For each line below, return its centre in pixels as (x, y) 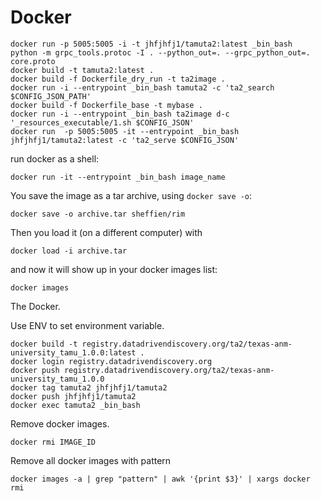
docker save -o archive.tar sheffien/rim (98, 214)
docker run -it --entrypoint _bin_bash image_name (118, 177)
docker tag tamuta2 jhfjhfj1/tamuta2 (89, 387)
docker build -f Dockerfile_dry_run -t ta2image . (118, 79)
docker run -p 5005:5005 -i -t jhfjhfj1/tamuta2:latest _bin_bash (151, 44)
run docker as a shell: (55, 158)
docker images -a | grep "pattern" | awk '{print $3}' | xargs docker (160, 479)
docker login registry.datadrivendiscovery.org (111, 361)
